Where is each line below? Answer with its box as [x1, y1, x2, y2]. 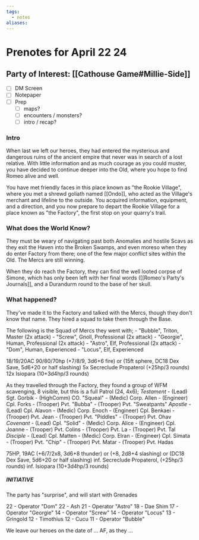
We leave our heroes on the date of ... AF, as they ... [6, 527, 133, 534]
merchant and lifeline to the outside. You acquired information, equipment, [6, 197, 188, 204]
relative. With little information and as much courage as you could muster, [6, 160, 187, 167]
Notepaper [14, 92, 42, 99]
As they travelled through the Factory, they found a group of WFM [6, 381, 168, 388]
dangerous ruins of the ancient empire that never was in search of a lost [6, 153, 182, 161]
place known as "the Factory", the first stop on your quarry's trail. [6, 209, 166, 216]
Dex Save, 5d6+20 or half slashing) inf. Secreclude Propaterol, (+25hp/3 [6, 456, 183, 463]
